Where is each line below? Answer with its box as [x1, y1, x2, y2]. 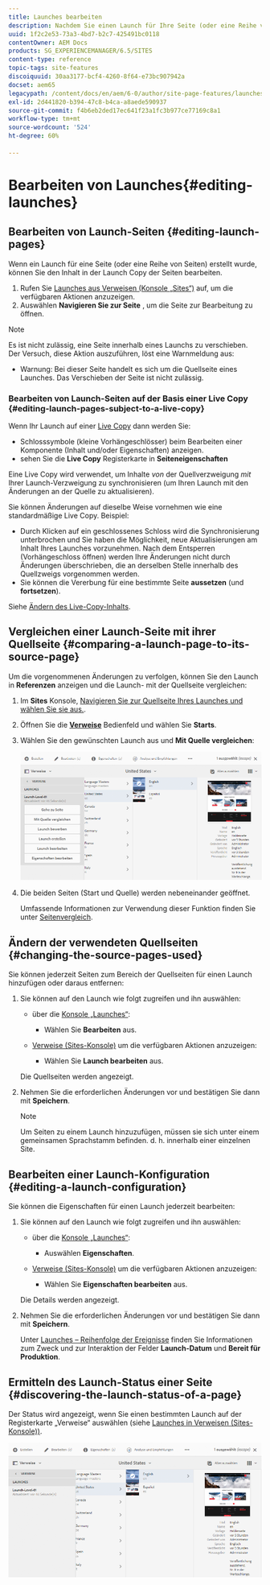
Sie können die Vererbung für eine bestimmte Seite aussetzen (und [19, 578, 244, 588]
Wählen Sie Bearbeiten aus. [43, 1025, 137, 1034]
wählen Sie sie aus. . [19, 704, 87, 714]
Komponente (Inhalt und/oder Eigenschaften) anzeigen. [19, 445, 204, 455]
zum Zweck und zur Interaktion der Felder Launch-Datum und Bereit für [19, 1344, 261, 1353]
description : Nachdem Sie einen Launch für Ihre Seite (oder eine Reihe [8, 21, 257, 30]
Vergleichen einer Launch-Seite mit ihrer [8, 625, 217, 639]
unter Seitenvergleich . [19, 912, 94, 922]
